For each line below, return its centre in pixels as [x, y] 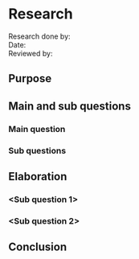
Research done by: [39, 36]
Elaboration [38, 177]
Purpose [30, 78]
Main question [37, 129]
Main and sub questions [69, 106]
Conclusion [38, 247]
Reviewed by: [31, 53]
